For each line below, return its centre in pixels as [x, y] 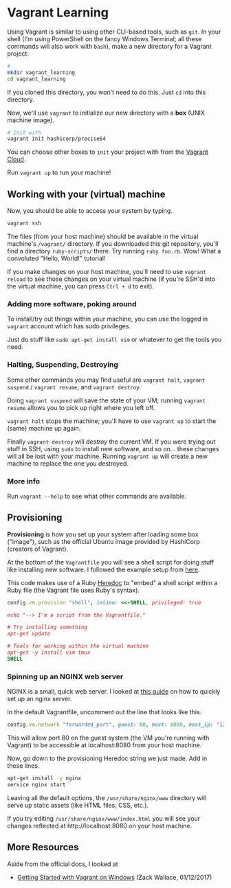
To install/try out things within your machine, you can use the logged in [108, 319]
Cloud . [16, 159]
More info [23, 481]
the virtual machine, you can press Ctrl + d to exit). [81, 286]
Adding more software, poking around [72, 304]
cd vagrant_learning [37, 79]
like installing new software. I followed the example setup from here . [103, 569]
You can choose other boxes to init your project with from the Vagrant [108, 152]
